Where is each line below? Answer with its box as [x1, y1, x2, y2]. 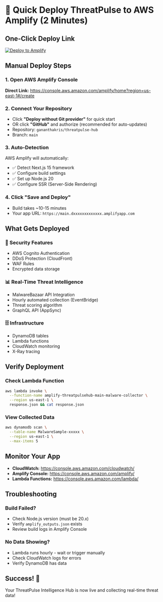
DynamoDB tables [12, 332, 49, 338]
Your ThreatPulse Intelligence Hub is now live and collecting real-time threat [5, 587, 159, 593]
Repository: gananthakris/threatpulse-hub [12, 126, 98, 132]
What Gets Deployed [5, 224, 70, 233]
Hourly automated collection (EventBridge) [12, 297, 99, 302]
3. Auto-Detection [5, 144, 49, 151]
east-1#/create [5, 93, 35, 99]
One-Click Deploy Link [5, 34, 75, 43]
